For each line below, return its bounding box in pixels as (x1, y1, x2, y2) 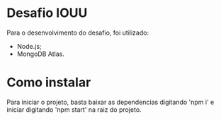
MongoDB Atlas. (16, 50, 64, 58)
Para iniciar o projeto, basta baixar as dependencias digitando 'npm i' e (6, 98, 215, 106)
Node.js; (16, 42, 42, 50)
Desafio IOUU (6, 5, 88, 21)
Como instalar (6, 74, 91, 91)
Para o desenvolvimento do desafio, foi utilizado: (6, 28, 149, 37)
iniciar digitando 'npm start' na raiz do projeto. (6, 105, 142, 114)
